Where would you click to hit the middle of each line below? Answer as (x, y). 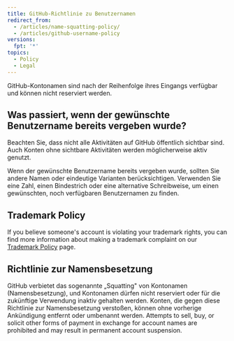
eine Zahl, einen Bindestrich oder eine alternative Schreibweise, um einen (113, 186)
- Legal (25, 66)
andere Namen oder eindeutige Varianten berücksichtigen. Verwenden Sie (114, 178)
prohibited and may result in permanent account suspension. (95, 331)
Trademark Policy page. (42, 247)
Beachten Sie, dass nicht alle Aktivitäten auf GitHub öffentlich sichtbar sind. (116, 143)
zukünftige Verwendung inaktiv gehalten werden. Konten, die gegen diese (114, 300)
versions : (22, 40)
